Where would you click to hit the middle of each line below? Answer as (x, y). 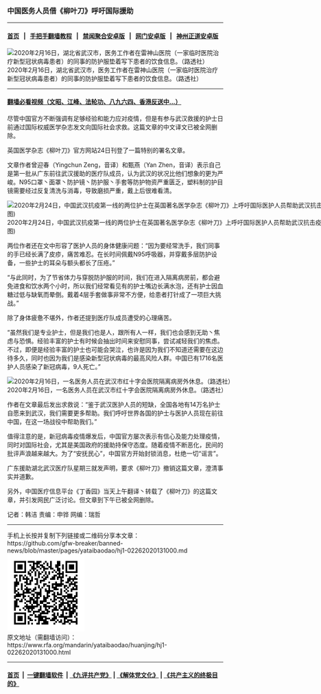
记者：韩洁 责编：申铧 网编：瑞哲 (54, 514)
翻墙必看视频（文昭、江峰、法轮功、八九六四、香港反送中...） (94, 102)
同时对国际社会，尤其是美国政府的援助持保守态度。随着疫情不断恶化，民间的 (115, 445)
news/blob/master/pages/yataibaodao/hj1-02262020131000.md (97, 550)
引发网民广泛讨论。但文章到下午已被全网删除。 (91, 500)
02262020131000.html (39, 652)
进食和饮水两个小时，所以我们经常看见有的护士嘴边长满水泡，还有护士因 (115, 286)
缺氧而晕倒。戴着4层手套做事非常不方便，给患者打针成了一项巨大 (123, 294)
